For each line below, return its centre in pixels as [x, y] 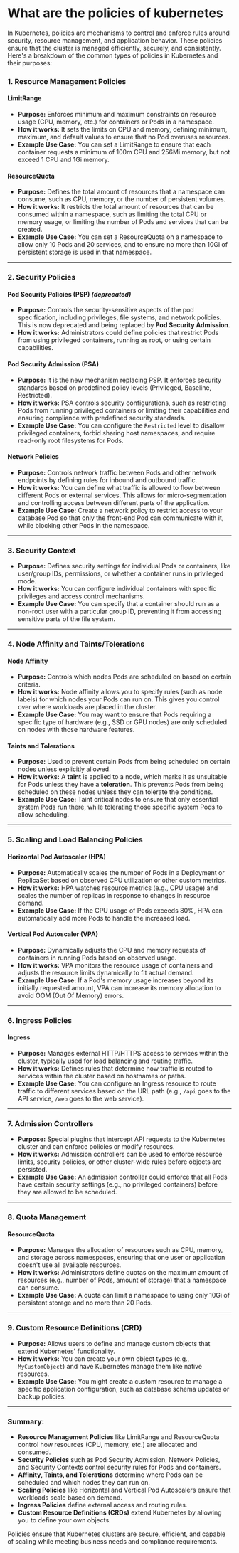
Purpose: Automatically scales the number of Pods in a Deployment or [121, 872]
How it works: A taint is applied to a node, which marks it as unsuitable [122, 777]
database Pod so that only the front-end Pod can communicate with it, [121, 518]
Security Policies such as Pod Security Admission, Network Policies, [119, 1459]
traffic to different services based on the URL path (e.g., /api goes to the [124, 1091]
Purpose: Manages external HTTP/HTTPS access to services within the [123, 1053]
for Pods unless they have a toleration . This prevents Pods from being [121, 785]
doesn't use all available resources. [69, 1265]
